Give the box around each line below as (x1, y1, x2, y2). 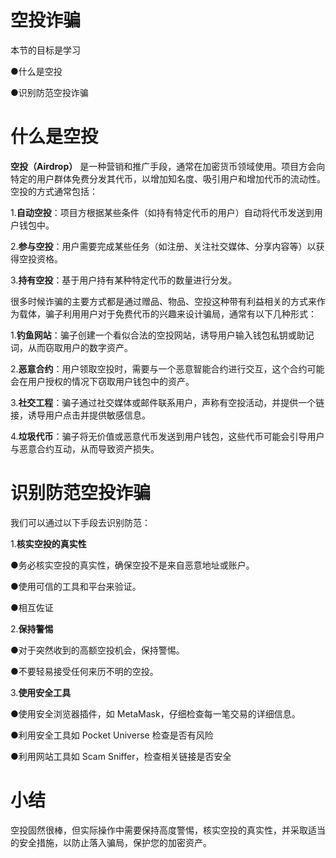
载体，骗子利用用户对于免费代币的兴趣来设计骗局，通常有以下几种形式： (18, 307, 317, 320)
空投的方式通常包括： (10, 185, 98, 197)
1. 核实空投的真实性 (10, 537, 87, 550)
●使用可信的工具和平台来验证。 (10, 580, 142, 592)
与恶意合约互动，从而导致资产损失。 (10, 442, 160, 455)
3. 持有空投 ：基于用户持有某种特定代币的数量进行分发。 (10, 274, 238, 286)
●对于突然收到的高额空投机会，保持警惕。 (10, 644, 185, 656)
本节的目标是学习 (10, 44, 81, 56)
